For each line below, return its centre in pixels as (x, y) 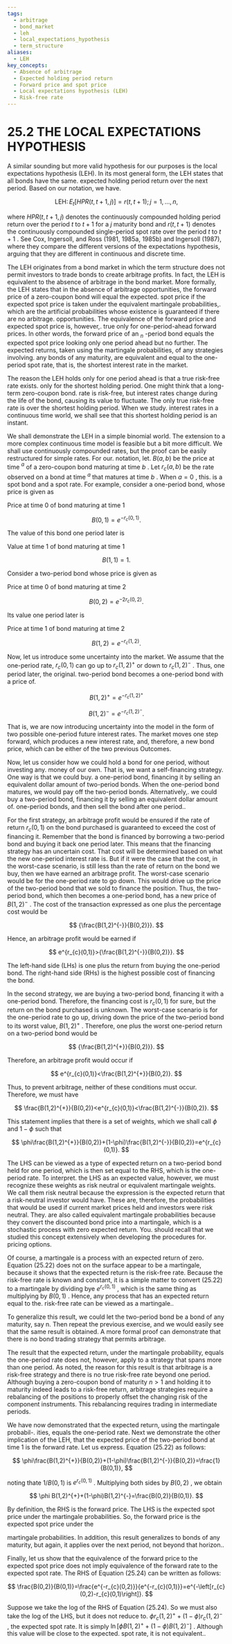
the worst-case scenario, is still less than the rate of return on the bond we (114, 866)
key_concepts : (28, 65)
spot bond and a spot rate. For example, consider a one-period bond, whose (116, 484)
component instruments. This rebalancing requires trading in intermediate (112, 1404)
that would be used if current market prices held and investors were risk (110, 1208)
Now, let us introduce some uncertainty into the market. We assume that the (116, 657)
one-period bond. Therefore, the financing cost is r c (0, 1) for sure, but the (111, 1002)
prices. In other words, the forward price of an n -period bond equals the (111, 334)
